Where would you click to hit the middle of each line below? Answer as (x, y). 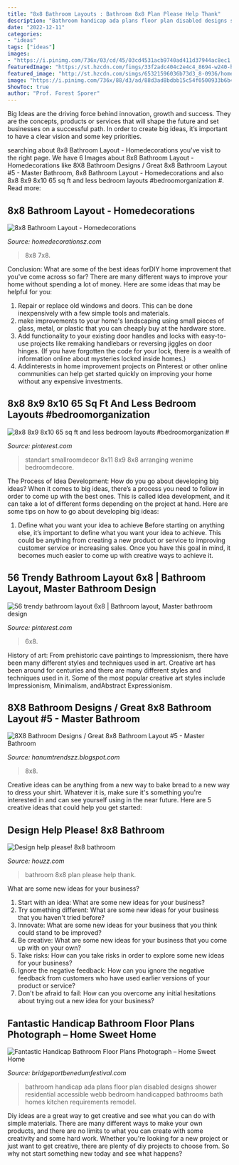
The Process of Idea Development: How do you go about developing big (113, 481)
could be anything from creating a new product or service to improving (121, 540)
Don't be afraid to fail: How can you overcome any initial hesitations (117, 993)
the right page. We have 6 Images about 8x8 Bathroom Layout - (101, 158)
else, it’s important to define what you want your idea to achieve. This (119, 532)
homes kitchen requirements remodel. (80, 1102)
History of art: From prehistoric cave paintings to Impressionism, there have (118, 655)
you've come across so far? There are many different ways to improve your (117, 276)
